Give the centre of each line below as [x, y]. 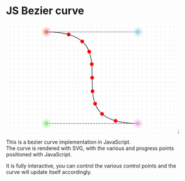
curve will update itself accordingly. [49, 172]
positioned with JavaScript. [39, 154]
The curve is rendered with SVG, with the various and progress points [90, 148]
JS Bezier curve [45, 11]
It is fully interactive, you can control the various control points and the [91, 166]
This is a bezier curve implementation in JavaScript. [68, 142]
